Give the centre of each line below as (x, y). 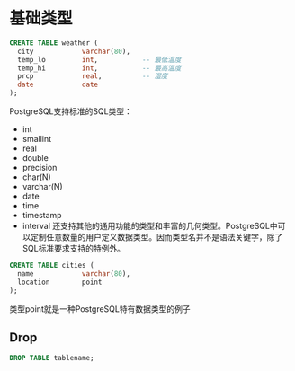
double (36, 158)
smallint (37, 139)
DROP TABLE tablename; (52, 358)
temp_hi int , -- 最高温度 (99, 68)
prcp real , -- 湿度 (93, 76)
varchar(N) (42, 187)
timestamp (42, 216)
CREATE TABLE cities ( (52, 266)
